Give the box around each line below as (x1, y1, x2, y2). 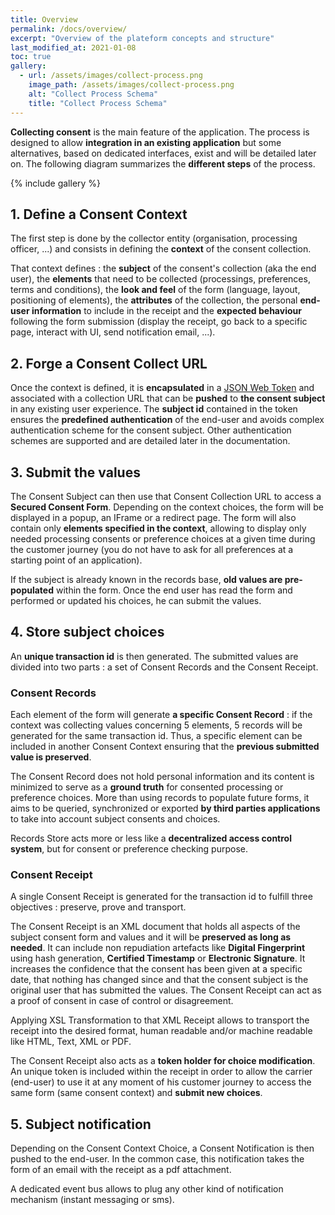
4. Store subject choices (10, 624, 165, 641)
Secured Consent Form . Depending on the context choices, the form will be (10, 501, 324, 513)
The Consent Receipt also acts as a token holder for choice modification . (10, 1055, 316, 1067)
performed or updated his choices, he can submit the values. (10, 594, 262, 606)
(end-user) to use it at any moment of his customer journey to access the (10, 1076, 312, 1088)
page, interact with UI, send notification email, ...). (10, 326, 216, 338)
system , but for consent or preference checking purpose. (10, 843, 249, 855)
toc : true (10, 52, 52, 62)
